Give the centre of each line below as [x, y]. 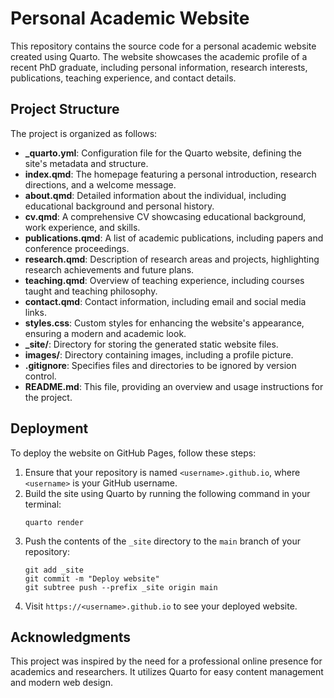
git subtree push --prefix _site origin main [121, 587]
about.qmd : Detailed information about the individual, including [155, 195]
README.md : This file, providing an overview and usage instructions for [174, 386]
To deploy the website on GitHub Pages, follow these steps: [133, 453]
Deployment [49, 428]
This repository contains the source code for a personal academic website [163, 46]
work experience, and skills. [82, 227]
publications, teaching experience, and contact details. [123, 78]
